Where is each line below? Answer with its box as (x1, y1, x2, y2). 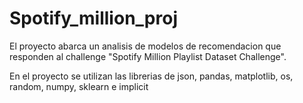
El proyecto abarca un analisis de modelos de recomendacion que (9, 40, 282, 52)
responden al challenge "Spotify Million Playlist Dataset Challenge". (9, 50, 287, 62)
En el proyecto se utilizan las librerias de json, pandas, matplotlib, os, (9, 70, 294, 82)
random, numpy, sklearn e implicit (9, 80, 149, 92)
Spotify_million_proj (9, 7, 178, 30)
